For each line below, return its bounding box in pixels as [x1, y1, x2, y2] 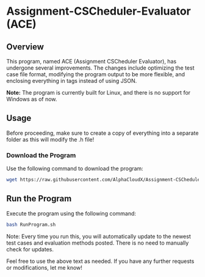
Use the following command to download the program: [6, 165, 143, 172]
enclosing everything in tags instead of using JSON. [6, 77, 137, 84]
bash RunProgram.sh [6, 221, 56, 228]
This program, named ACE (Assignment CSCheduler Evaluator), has [6, 58, 177, 65]
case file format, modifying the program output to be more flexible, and [6, 71, 185, 77]
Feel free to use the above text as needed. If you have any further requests [6, 257, 195, 265]
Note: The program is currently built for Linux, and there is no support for [6, 89, 191, 96]
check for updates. [6, 245, 54, 253]
